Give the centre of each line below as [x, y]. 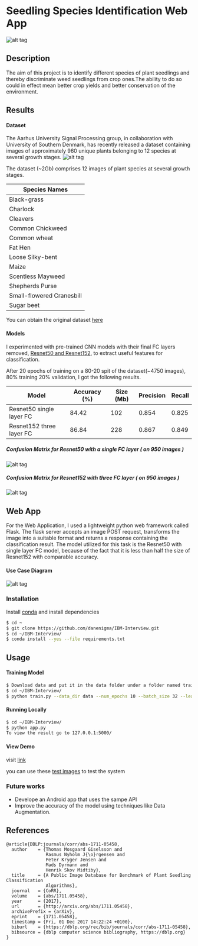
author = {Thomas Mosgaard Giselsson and [67, 849]
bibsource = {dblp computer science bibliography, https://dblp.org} [98, 932]
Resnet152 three [32, 426]
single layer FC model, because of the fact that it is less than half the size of [98, 551]
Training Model [25, 673]
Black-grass [27, 199]
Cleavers [22, 219]
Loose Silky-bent [33, 257]
